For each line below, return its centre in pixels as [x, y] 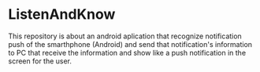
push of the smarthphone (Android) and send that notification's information [130, 44]
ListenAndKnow [62, 14]
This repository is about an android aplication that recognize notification [125, 36]
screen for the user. [40, 61]
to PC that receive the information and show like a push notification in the [127, 52]
